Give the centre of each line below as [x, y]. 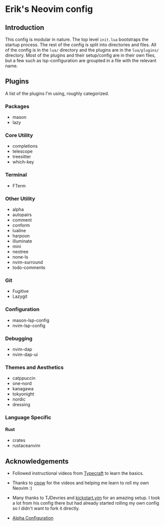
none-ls [20, 257]
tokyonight [23, 394]
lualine [19, 230]
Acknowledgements [37, 461]
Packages [17, 106]
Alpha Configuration [33, 518]
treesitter [22, 157]
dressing [21, 405]
